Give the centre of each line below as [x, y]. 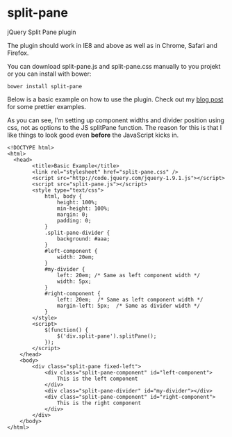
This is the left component [97, 379]
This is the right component [99, 403]
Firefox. [18, 53]
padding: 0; [74, 220]
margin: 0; [73, 214]
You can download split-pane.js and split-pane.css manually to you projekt [114, 66]
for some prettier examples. [47, 106]
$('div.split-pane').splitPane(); [107, 336]
